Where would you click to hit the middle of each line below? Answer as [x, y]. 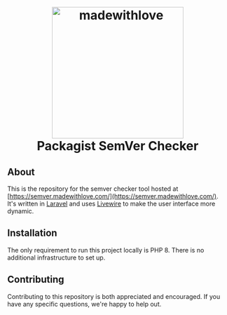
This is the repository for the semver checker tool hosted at [93, 189]
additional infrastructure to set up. [56, 257]
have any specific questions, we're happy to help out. [84, 304]
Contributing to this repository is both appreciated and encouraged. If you [114, 296]
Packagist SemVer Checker [118, 146]
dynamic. [21, 211]
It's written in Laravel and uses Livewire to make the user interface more [111, 203]
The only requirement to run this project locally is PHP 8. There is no [106, 250]
